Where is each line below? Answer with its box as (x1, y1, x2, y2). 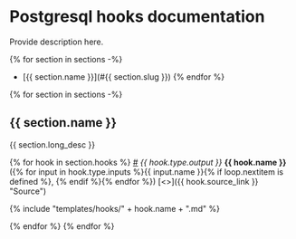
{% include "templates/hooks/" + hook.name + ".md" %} (9, 203, 220, 214)
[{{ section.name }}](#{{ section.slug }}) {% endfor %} (22, 71, 224, 82)
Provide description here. (9, 36, 104, 47)
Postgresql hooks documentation (9, 6, 265, 27)
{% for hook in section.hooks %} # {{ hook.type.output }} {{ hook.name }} (9, 157, 287, 167)
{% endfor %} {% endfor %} (9, 220, 115, 232)
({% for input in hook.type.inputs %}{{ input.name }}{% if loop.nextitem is (9, 166, 284, 177)
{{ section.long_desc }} (9, 139, 96, 150)
